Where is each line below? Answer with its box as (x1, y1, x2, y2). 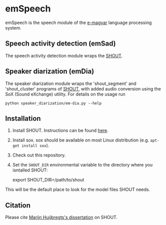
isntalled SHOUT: (12, 167, 48, 173)
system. (5, 24, 21, 30)
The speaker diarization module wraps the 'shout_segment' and (5, 80, 136, 86)
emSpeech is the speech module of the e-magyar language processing (5, 19, 152, 25)
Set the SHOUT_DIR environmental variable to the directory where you (12, 162, 153, 168)
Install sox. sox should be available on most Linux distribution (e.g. (12, 137, 149, 143)
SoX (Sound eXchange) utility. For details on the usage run (5, 91, 126, 97)
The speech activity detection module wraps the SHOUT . (5, 52, 123, 58)
